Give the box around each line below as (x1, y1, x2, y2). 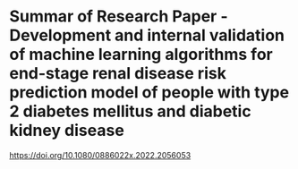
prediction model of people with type (9, 82, 289, 103)
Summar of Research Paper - (9, 6, 228, 27)
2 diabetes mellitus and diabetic (9, 101, 252, 122)
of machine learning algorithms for (9, 45, 273, 64)
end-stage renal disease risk (9, 63, 226, 84)
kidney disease (9, 121, 125, 140)
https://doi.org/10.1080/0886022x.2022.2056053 (9, 149, 192, 160)
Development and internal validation (9, 25, 285, 46)
